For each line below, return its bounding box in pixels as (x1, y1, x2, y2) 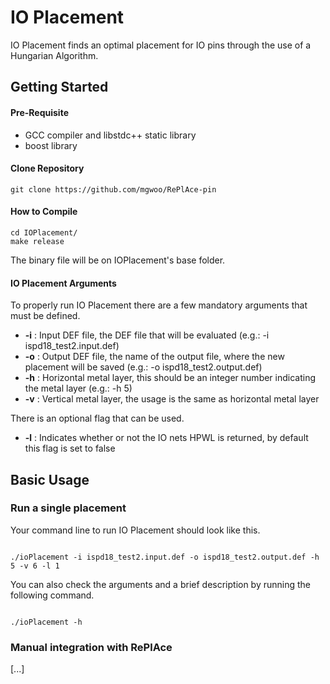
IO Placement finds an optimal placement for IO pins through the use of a (10, 39, 312, 51)
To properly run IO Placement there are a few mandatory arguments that (10, 299, 308, 311)
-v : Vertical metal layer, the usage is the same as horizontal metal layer (24, 393, 320, 405)
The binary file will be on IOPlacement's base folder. (10, 254, 226, 266)
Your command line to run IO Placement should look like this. (10, 524, 261, 536)
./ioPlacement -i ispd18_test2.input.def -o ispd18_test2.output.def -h (10, 552, 320, 562)
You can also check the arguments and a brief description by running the (10, 578, 312, 590)
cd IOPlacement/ (10, 227, 78, 238)
